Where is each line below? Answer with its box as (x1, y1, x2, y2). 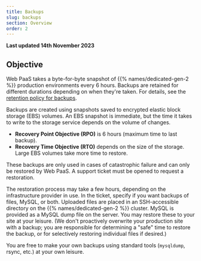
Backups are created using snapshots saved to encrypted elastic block (6, 106, 181, 113)
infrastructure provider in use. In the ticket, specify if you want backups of (6, 192, 190, 199)
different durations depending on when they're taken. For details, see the (6, 88, 187, 95)
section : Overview (6, 20, 52, 26)
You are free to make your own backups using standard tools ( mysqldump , (6, 242, 185, 249)
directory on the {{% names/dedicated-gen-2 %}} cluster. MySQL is (6, 205, 174, 212)
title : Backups (6, 8, 44, 15)
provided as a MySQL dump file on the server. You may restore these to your (6, 211, 195, 218)
